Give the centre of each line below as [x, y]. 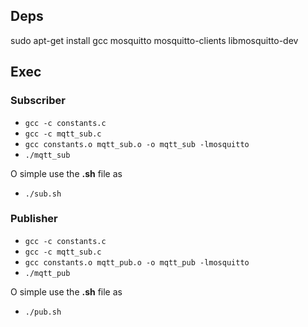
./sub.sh [43, 194]
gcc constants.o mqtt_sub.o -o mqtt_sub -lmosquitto [137, 144]
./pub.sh [43, 312]
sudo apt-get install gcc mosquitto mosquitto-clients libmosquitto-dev [154, 40]
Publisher [34, 219]
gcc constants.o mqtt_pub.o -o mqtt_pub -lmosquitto [137, 262]
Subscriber [38, 101]
